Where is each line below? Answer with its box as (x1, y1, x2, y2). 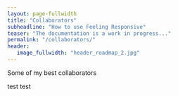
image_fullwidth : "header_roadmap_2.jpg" (16, 50, 140, 57)
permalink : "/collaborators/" (7, 36, 96, 43)
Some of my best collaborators (7, 68, 97, 77)
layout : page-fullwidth (7, 10, 77, 18)
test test (7, 82, 32, 90)
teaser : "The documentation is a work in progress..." (7, 29, 172, 37)
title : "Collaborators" (7, 17, 77, 24)
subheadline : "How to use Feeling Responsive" (7, 23, 146, 30)
